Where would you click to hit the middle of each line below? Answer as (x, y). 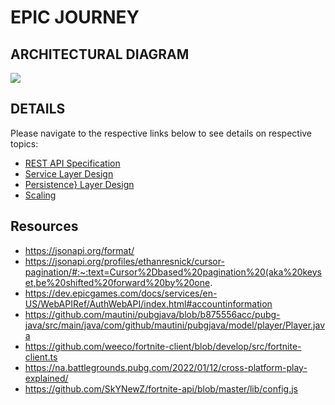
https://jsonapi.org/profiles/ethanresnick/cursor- (124, 261)
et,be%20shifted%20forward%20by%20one (117, 282)
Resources (44, 226)
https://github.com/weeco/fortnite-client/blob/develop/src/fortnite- (163, 346)
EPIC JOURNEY (75, 17)
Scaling (40, 195)
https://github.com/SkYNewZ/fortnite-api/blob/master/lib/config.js (161, 388)
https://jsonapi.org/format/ (79, 250)
